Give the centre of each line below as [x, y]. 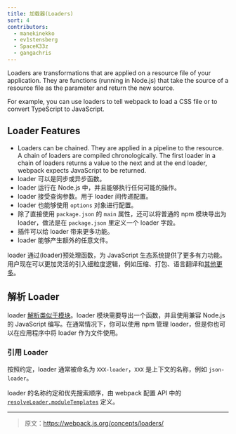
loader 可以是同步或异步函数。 [61, 178]
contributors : [28, 27]
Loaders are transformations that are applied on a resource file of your [109, 73]
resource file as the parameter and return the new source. [91, 88]
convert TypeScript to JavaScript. [56, 109]
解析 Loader [33, 297]
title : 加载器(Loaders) [40, 14]
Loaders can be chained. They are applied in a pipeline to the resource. [120, 147]
